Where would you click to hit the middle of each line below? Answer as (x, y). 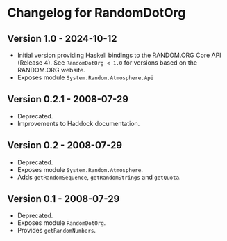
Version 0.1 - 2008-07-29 (64, 199)
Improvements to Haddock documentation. (78, 123)
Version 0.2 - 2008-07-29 (65, 145)
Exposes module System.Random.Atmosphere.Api (85, 77)
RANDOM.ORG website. (51, 70)
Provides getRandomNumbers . (56, 231)
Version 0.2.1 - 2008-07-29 (68, 99)
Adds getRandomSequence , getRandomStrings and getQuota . (99, 177)
